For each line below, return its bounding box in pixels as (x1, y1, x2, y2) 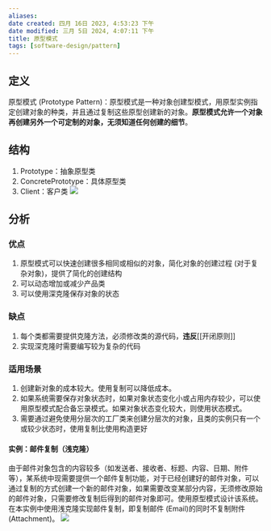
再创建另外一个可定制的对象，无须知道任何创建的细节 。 (8, 117, 192, 126)
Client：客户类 (19, 186, 69, 196)
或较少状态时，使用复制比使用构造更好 (19, 424, 148, 434)
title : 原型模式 (8, 34, 58, 43)
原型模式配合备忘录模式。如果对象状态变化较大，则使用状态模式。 (27, 404, 247, 414)
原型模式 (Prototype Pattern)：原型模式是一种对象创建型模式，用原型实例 (8, 96, 252, 106)
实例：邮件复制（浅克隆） (8, 444, 94, 453)
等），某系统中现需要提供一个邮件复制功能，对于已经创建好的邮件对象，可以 (8, 474, 260, 483)
